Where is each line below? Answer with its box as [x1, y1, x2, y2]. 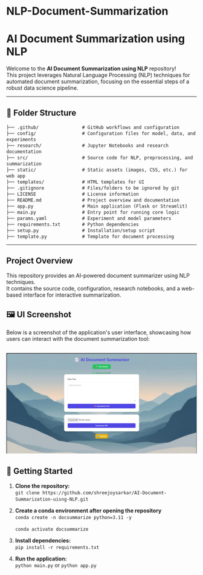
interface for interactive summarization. [23, 291, 121, 298]
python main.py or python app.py [14, 561, 97, 568]
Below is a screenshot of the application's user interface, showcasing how [6, 329, 192, 336]
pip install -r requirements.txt [14, 544, 100, 550]
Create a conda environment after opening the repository [14, 506, 162, 514]
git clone [14, 489, 40, 496]
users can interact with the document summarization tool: [6, 335, 150, 342]
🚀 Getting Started [6, 466, 73, 477]
